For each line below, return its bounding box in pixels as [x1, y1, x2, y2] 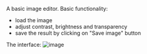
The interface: [6, 41, 42, 48]
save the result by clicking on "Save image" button [15, 29, 141, 37]
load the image [15, 17, 53, 23]
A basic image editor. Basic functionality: [6, 5, 108, 12]
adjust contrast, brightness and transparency [15, 23, 128, 30]
